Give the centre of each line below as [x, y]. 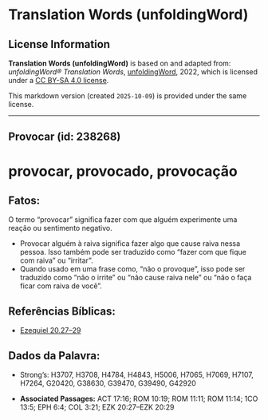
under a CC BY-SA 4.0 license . [59, 80]
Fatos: [24, 200]
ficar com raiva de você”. [61, 286]
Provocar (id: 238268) [65, 137]
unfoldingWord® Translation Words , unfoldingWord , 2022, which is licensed [133, 72]
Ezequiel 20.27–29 [50, 331]
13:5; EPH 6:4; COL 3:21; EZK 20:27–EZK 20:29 [97, 407]
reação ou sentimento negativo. [61, 228]
